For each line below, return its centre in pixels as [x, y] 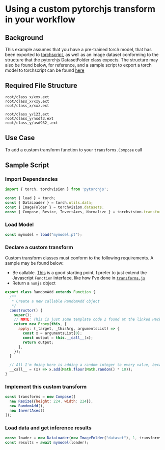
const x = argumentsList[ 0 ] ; [53, 333]
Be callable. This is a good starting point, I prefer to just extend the [80, 273]
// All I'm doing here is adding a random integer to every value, [80, 365]
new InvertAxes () [27, 410]
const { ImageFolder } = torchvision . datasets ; [55, 207]
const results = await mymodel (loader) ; [47, 442]
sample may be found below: [34, 263]
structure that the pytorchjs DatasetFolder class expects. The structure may [82, 60]
